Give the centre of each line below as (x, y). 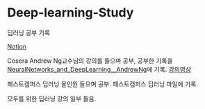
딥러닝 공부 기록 (29, 32)
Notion (17, 46)
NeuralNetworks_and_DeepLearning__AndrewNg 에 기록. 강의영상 (99, 69)
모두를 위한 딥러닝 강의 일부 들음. (52, 99)
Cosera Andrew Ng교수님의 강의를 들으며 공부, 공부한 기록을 (90, 61)
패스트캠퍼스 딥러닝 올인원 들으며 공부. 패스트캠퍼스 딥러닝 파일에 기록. (102, 83)
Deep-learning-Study (71, 13)
